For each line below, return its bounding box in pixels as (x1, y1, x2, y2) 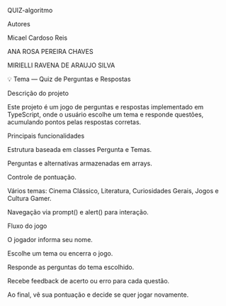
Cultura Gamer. (7, 195, 52, 202)
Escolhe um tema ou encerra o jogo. (7, 249, 113, 258)
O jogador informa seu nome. (7, 236, 94, 244)
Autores (7, 20, 30, 28)
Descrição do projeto (7, 89, 69, 97)
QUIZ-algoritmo (7, 6, 53, 14)
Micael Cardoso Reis (7, 33, 68, 42)
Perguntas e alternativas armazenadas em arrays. (7, 159, 152, 168)
